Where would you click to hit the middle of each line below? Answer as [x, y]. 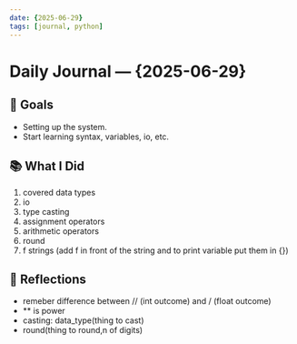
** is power [44, 311]
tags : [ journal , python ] [56, 26]
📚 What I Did [47, 166]
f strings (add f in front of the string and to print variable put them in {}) [155, 250]
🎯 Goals [32, 105]
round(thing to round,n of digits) [83, 330]
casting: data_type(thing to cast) [83, 320]
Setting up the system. [64, 126]
